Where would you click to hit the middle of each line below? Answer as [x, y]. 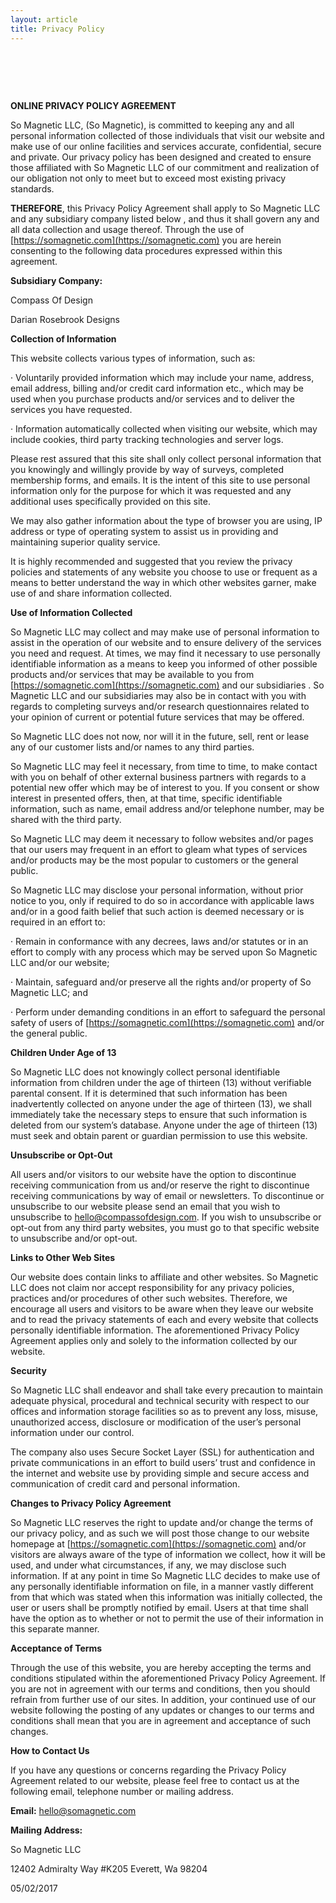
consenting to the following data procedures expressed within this [146, 251]
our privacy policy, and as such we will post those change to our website [160, 1533]
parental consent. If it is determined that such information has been [149, 1093]
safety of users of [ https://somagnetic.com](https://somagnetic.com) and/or [167, 1023]
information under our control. [72, 1433]
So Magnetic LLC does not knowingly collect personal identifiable [145, 1072]
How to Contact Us [50, 1751]
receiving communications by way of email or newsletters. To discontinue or [167, 1196]
